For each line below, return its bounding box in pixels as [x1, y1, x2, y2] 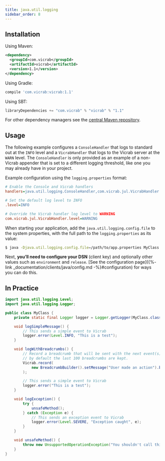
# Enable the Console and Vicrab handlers [5, 185, 93, 190]
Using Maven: [5, 43, 33, 49]
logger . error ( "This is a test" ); [23, 383, 91, 388]
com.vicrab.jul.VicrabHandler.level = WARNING [5, 216, 98, 221]
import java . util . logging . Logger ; [5, 302, 76, 307]
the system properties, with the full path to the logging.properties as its [5, 230, 151, 236]
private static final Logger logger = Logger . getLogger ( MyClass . [14, 315, 151, 320]
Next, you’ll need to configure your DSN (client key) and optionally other [5, 254, 153, 260]
